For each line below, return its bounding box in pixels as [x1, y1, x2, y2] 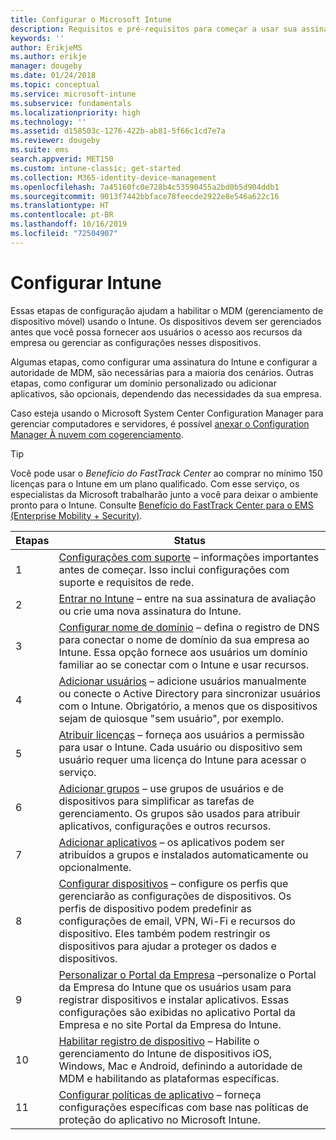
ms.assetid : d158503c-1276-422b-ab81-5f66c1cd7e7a [10, 126, 226, 136]
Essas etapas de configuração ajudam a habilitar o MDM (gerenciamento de [10, 304, 324, 316]
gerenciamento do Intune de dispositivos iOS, [58, 1046, 273, 1060]
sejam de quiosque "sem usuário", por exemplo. [58, 711, 285, 725]
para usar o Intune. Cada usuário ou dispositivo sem [58, 740, 303, 754]
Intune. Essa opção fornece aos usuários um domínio [58, 645, 308, 659]
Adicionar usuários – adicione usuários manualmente [58, 674, 307, 688]
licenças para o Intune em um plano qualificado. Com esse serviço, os [10, 477, 300, 490]
